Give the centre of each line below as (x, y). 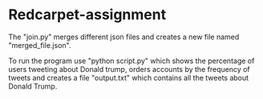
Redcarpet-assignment (87, 15)
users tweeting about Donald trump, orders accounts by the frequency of (129, 69)
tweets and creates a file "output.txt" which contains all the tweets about (129, 77)
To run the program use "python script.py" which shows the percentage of (131, 61)
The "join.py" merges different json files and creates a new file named (124, 37)
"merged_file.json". (40, 45)
